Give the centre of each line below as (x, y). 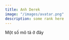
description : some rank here (34, 19)
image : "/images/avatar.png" (34, 14)
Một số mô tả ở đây (24, 33)
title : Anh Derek (23, 10)
